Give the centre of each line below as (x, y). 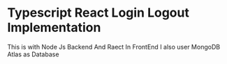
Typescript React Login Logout (98, 13)
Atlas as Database (33, 54)
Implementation (54, 27)
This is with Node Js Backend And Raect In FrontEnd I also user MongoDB (114, 47)
